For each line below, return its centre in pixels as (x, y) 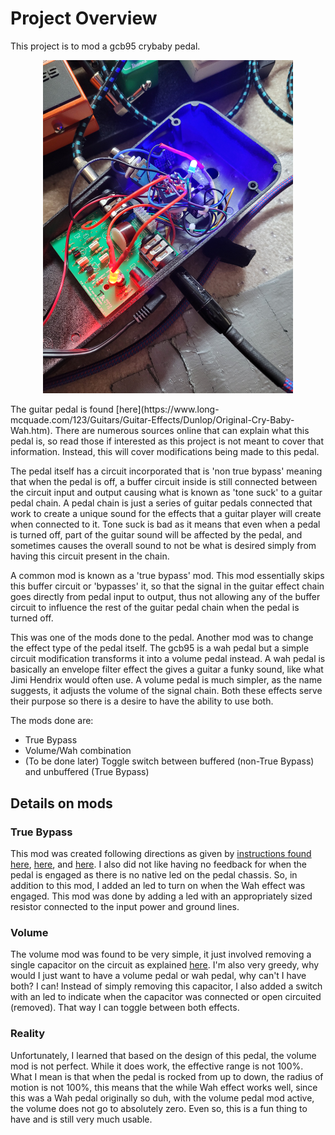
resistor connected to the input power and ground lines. (125, 906)
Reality (28, 1034)
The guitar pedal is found (62, 409)
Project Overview (84, 18)
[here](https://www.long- (167, 409)
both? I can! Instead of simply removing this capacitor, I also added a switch (166, 986)
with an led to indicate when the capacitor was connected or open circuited (166, 997)
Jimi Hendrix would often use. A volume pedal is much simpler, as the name (166, 680)
